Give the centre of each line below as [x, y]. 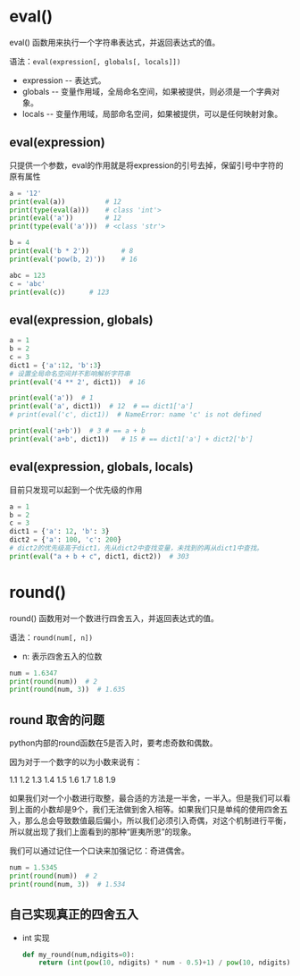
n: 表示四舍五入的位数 [62, 656]
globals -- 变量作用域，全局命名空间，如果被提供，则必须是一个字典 [147, 91]
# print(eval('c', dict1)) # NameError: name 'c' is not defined [135, 415]
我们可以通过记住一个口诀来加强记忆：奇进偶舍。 [99, 851]
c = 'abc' [28, 283]
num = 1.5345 [33, 868]
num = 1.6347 [33, 673]
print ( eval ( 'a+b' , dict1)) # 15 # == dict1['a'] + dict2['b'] [131, 439]
